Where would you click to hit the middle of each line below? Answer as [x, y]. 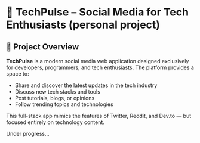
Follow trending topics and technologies [64, 104]
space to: [18, 74]
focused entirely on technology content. [55, 122]
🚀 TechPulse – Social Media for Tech [98, 12]
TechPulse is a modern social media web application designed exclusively [98, 61]
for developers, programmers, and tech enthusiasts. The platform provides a [100, 67]
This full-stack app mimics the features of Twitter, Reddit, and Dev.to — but [99, 116]
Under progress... [28, 134]
